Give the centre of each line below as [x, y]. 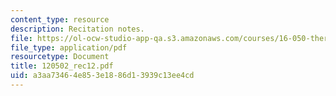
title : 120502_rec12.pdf [62, 66]
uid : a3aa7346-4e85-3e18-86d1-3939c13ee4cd [102, 76]
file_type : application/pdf [69, 47]
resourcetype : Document [60, 57]
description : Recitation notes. [77, 29]
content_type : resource [60, 19]
